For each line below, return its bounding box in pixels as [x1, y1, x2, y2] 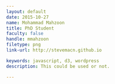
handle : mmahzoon [6, 36, 49, 42]
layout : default [6, 8, 46, 15]
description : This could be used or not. [6, 63, 110, 69]
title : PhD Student [6, 25, 55, 31]
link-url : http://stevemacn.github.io [6, 47, 102, 53]
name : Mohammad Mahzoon [6, 20, 65, 25]
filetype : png [6, 42, 41, 48]
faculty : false [6, 31, 44, 37]
